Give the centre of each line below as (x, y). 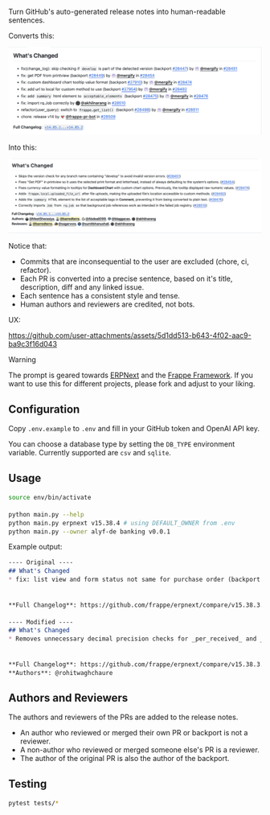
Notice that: (28, 246)
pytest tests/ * (34, 804)
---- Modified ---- (41, 622)
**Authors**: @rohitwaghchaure (61, 673)
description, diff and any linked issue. (82, 287)
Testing (28, 784)
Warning (22, 360)
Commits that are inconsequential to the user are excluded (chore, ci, (134, 261)
